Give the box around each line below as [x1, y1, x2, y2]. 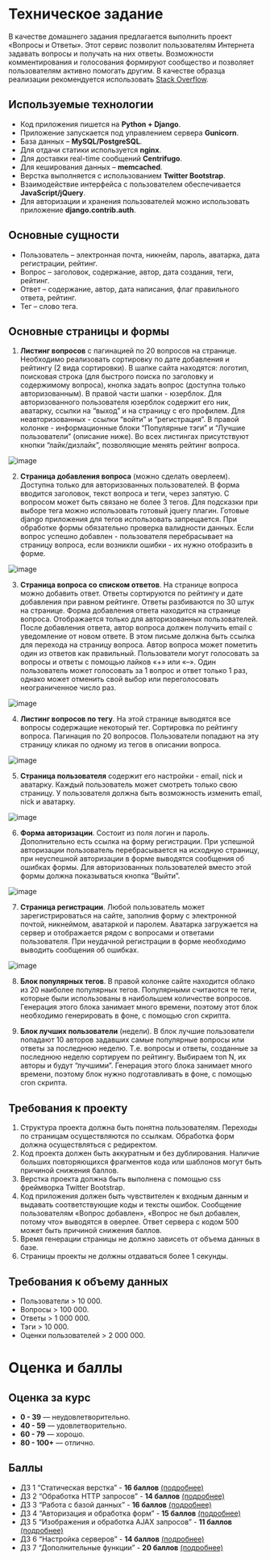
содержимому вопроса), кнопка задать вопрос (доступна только [19, 380, 246, 390]
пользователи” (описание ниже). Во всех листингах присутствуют [19, 432, 250, 441]
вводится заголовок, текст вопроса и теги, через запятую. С [19, 489, 230, 499]
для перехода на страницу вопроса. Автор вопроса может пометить [19, 640, 258, 650]
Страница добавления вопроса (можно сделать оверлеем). [19, 471, 231, 481]
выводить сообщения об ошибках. [19, 945, 139, 955]
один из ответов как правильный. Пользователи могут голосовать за [19, 649, 260, 659]
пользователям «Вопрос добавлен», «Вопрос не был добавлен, [19, 1208, 240, 1219]
